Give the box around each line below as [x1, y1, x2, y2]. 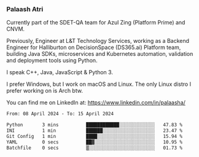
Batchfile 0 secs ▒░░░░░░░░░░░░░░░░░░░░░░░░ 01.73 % [6, 145, 183, 151]
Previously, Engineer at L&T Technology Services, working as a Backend [6, 37, 189, 45]
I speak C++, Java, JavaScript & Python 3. [6, 69, 114, 76]
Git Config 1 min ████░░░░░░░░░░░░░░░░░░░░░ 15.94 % [6, 133, 183, 139]
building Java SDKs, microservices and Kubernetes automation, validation [6, 50, 193, 58]
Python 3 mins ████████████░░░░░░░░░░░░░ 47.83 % [6, 122, 183, 128]
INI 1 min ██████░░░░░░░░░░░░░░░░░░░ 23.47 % [6, 128, 183, 134]
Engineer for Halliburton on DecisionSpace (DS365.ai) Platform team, [6, 44, 181, 51]
